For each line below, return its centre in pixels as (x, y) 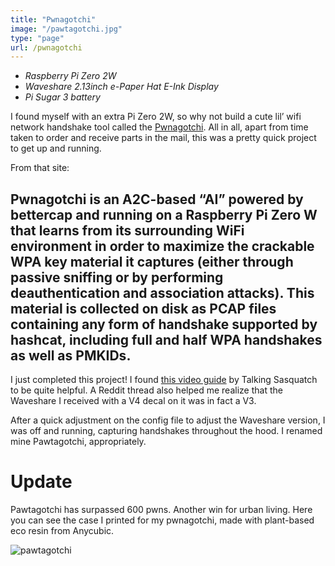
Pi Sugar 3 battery (62, 97)
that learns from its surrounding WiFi (127, 230)
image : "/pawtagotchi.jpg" (66, 29)
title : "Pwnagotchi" (53, 19)
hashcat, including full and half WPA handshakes (166, 339)
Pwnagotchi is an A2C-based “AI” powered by (157, 199)
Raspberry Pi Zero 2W (70, 76)
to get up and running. (56, 148)
